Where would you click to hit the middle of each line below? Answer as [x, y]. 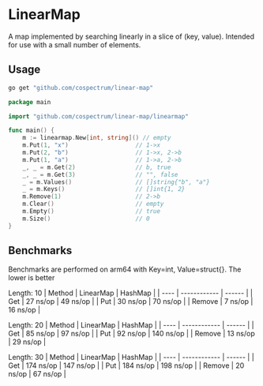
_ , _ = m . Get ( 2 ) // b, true [97, 167]
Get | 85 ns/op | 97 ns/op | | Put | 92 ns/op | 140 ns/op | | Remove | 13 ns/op [131, 334]
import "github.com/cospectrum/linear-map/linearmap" [99, 116]
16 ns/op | [24, 310]
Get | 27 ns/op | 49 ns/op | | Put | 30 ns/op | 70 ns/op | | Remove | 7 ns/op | [131, 302]
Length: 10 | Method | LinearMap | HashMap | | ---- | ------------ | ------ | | [130, 293]
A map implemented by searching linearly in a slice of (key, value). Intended [131, 36]
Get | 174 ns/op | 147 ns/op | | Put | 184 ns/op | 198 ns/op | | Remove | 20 [126, 365]
